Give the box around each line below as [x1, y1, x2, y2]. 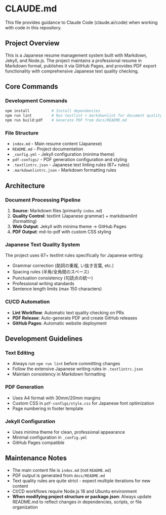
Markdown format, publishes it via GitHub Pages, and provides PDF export [5, 63, 157, 68]
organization [12, 504, 38, 510]
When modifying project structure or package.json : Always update [12, 493, 152, 499]
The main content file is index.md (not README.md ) [12, 467, 111, 473]
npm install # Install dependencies [5, 109, 100, 114]
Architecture [5, 182, 45, 190]
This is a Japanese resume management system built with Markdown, [5, 52, 147, 58]
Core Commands [5, 82, 58, 91]
